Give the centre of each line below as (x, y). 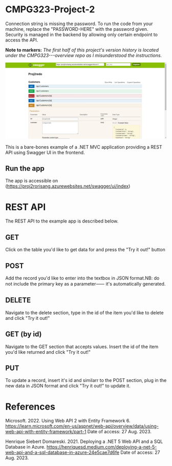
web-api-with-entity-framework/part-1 (46, 432)
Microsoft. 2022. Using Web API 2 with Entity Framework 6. (68, 421)
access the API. (22, 40)
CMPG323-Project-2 (50, 9)
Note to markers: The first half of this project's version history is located (82, 50)
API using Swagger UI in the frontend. (45, 152)
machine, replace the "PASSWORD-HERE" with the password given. (77, 29)
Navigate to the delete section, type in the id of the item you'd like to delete (84, 312)
